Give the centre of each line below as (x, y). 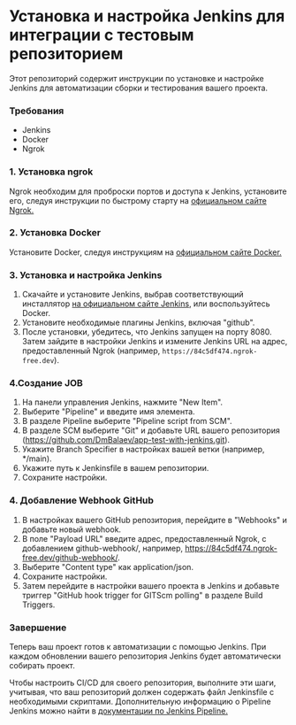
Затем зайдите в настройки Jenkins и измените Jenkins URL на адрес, (155, 342)
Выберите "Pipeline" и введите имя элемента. (109, 412)
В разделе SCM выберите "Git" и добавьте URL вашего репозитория (151, 430)
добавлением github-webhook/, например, (102, 548)
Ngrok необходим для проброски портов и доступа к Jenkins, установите (148, 191)
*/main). (37, 459)
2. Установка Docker (55, 233)
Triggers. (38, 605)
